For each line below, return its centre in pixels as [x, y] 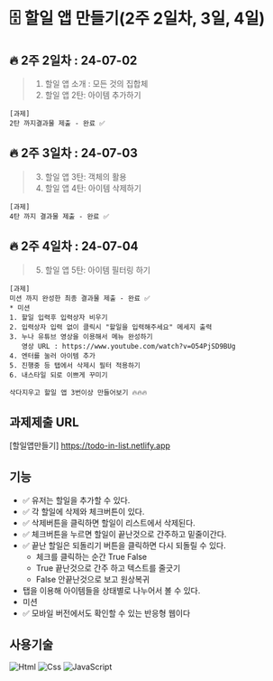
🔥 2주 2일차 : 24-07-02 [73, 60]
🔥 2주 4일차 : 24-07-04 [74, 246]
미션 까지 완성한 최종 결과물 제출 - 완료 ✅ [80, 298]
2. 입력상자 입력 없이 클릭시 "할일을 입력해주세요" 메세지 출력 [111, 327]
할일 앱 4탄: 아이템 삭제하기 [93, 188]
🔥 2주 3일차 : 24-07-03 [73, 153]
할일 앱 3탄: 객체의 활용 [86, 176]
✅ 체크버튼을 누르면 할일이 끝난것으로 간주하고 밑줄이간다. [124, 535]
